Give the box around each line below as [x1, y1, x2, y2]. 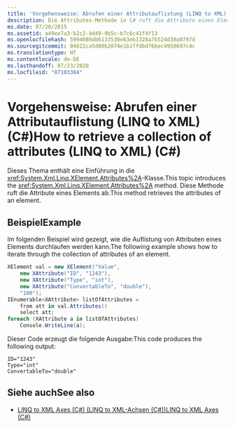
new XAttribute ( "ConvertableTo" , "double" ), [20, 283, 152, 290]
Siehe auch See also [7, 387, 95, 399]
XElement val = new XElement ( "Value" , [7, 264, 120, 271]
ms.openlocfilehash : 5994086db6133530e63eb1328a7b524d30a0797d [7, 36, 196, 43]
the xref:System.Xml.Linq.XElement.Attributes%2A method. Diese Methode [7, 181, 224, 190]
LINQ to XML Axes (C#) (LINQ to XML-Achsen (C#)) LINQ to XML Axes [17, 405, 219, 413]
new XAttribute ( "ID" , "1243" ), [20, 270, 111, 277]
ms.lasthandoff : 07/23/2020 [7, 62, 90, 69]
